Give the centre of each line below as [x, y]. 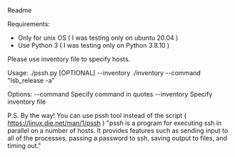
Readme [20, 10]
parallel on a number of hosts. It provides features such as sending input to [118, 130]
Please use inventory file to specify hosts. [69, 59]
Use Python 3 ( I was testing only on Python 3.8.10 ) [94, 45]
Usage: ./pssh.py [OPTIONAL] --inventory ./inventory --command [104, 73]
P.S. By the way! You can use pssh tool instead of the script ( [97, 115]
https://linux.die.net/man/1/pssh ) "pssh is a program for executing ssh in [115, 123]
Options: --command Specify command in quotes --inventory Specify [110, 94]
